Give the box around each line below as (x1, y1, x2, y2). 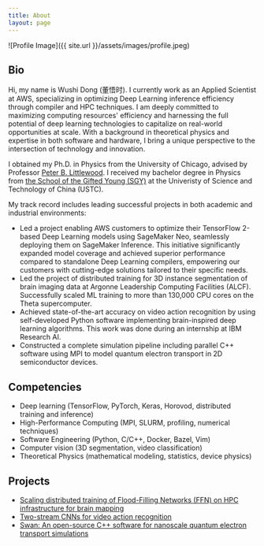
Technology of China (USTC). (8, 184, 104, 194)
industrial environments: (8, 208, 87, 217)
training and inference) (19, 410, 95, 419)
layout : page (8, 19, 51, 27)
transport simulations (19, 529, 89, 538)
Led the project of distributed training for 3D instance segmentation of (19, 273, 248, 284)
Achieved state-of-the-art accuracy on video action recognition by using (19, 307, 256, 317)
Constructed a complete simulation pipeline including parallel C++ (19, 340, 235, 351)
